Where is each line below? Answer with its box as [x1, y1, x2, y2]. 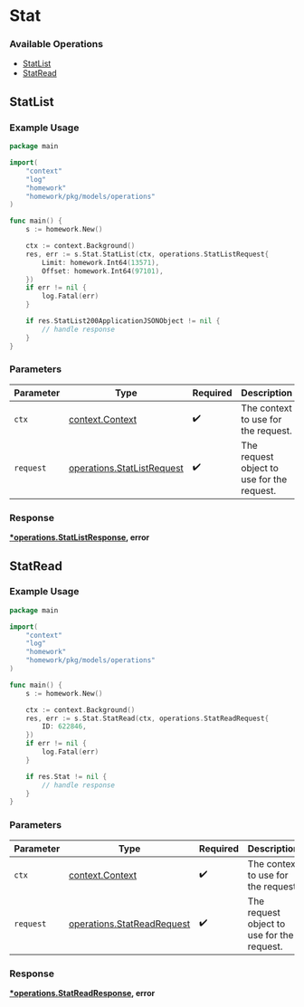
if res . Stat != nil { [25, 772, 107, 781]
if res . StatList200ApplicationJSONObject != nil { [25, 317, 221, 326]
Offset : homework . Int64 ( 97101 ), [42, 266, 165, 276]
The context [241, 402, 292, 414]
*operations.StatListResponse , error [9, 532, 150, 543]
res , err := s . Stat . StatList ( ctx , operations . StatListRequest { [25, 250, 270, 259]
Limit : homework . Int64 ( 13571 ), [42, 258, 160, 267]
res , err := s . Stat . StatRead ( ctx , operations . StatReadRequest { [25, 714, 270, 723]
